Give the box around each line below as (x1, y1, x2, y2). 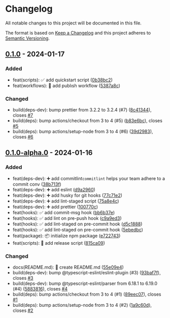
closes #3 (12, 275, 33, 281)
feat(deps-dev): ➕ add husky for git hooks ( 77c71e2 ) (12, 192, 123, 198)
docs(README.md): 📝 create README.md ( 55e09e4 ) (12, 264, 124, 270)
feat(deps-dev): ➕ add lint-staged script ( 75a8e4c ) (12, 198, 119, 204)
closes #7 (12, 112, 33, 118)
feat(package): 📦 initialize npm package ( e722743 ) (12, 233, 121, 239)
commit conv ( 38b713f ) (12, 181, 62, 187)
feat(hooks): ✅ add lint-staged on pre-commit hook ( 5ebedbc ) (12, 226, 144, 233)
